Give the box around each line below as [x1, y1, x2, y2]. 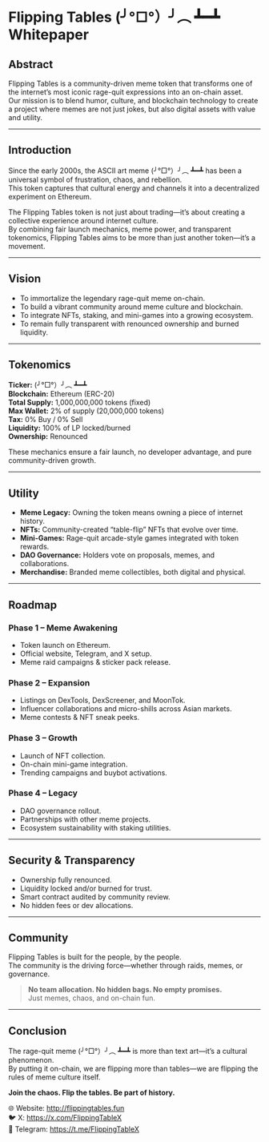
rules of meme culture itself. [8, 1072, 101, 1082]
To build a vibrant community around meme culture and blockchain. [19, 302, 243, 312]
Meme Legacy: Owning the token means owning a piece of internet [19, 508, 243, 517]
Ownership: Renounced [8, 432, 88, 441]
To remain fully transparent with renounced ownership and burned [19, 319, 239, 328]
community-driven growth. [8, 456, 96, 465]
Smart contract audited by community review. [19, 891, 171, 902]
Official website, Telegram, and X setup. [19, 649, 152, 658]
